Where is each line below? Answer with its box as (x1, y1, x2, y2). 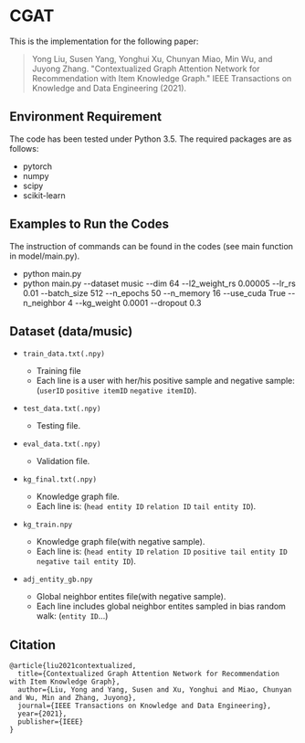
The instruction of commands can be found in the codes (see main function (9, 240, 294, 251)
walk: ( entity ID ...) (36, 610, 109, 621)
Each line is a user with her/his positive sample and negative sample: (36, 376, 295, 387)
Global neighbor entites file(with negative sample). (36, 591, 226, 602)
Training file (36, 366, 81, 377)
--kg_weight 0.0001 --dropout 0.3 (74, 297, 202, 308)
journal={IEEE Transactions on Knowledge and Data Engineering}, (17, 701, 272, 711)
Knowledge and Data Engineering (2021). (31, 82, 187, 93)
